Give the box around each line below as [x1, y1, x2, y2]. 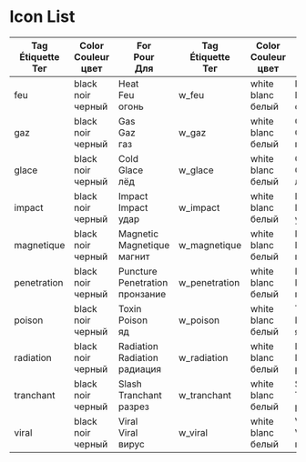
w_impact [178, 201, 220, 214]
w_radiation [178, 351, 229, 364]
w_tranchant [178, 388, 232, 401]
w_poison [178, 314, 220, 326]
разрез [117, 400, 150, 413]
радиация [117, 362, 162, 375]
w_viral [178, 426, 208, 438]
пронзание [117, 287, 167, 300]
